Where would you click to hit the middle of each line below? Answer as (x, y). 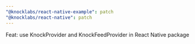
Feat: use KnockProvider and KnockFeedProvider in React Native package (97, 34)
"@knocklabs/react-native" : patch (49, 17)
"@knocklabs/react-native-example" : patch (60, 12)
